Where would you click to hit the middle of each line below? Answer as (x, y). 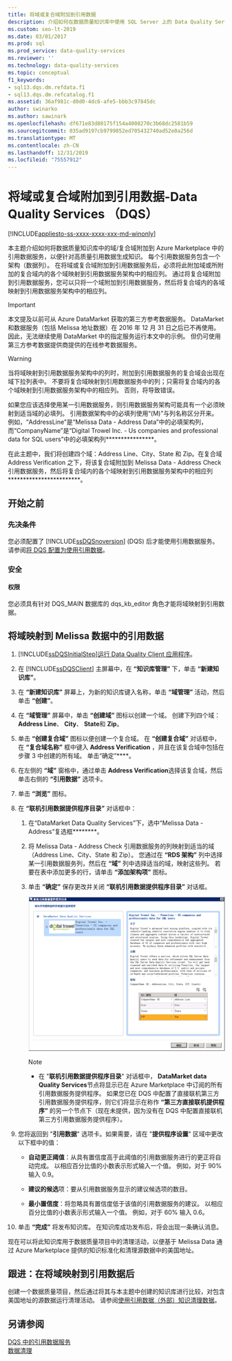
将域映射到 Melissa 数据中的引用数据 (86, 636)
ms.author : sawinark (38, 116)
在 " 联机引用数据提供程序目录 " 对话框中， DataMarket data (123, 1076)
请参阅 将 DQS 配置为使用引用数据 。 (58, 550)
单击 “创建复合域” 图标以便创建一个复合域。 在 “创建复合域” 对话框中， (119, 738)
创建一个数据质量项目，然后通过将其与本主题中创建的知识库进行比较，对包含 (116, 1291)
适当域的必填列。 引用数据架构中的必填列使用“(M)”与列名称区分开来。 (119, 413)
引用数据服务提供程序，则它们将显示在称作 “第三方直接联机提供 (128, 1102)
